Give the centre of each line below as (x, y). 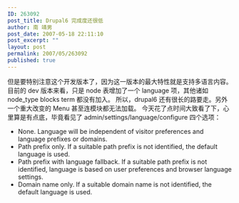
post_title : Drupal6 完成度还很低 (55, 21)
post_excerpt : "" (33, 41)
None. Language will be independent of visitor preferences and (111, 131)
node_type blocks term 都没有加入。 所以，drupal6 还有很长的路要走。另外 (118, 99)
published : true (31, 61)
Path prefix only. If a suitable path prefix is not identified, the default (117, 146)
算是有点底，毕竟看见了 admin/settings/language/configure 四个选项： (117, 117)
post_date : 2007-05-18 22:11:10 (55, 34)
